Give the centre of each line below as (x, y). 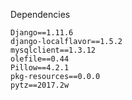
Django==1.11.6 (42, 33)
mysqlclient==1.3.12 (53, 50)
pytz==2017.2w (40, 85)
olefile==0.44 (40, 59)
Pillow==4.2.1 (40, 68)
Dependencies (40, 14)
